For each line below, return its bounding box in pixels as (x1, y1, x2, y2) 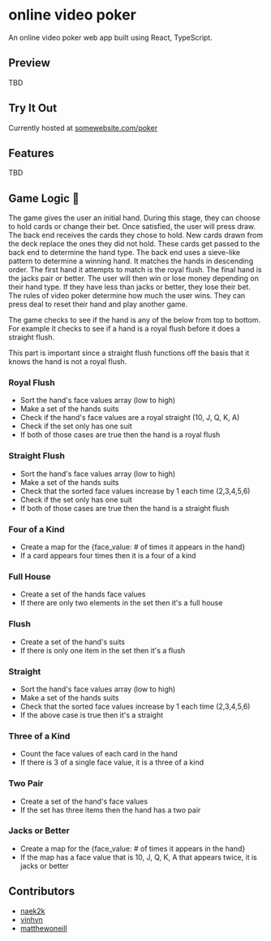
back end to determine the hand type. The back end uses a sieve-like (8, 248, 241, 258)
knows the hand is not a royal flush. (8, 357, 127, 366)
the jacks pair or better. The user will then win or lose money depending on (8, 274, 260, 284)
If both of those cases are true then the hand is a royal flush (19, 430, 221, 440)
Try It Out (8, 102, 58, 115)
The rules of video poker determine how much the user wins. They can (8, 291, 246, 301)
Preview (8, 56, 51, 70)
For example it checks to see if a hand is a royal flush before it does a (8, 323, 241, 334)
